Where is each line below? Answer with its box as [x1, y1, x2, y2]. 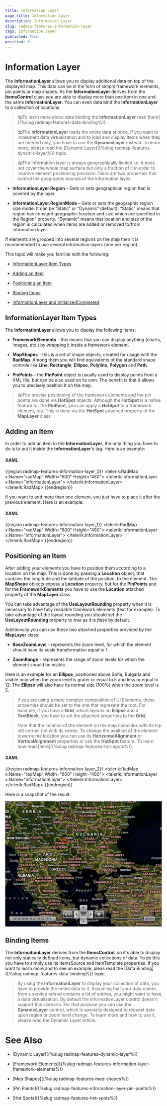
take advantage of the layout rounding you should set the [5, 612, 123, 618]
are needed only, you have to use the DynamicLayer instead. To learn [17, 139, 161, 145]
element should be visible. [12, 661, 66, 667]
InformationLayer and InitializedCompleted [12, 299, 99, 305]
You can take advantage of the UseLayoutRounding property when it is [5, 601, 152, 607]
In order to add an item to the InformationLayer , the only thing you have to [5, 441, 158, 447]
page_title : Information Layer [5, 13, 70, 18]
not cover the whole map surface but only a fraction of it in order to [17, 165, 156, 171]
